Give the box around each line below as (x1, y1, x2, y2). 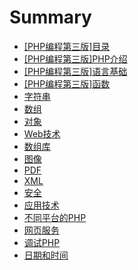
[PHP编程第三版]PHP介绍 (23, 52, 128, 65)
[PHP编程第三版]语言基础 (23, 65, 128, 77)
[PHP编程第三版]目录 (23, 40, 111, 52)
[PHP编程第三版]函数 (23, 77, 111, 90)
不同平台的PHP (23, 211, 87, 223)
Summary (9, 6, 92, 29)
